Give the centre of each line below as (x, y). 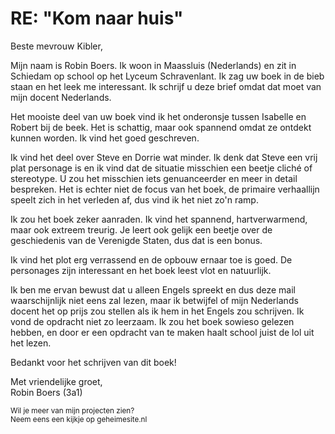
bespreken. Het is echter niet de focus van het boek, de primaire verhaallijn (165, 189)
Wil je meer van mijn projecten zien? (72, 410)
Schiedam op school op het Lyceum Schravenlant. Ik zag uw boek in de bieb (167, 76)
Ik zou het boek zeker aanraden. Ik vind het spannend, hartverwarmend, (159, 219)
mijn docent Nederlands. (61, 97)
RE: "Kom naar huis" (97, 18)
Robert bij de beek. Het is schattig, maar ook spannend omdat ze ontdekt (161, 127)
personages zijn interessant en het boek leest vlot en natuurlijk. (141, 270)
